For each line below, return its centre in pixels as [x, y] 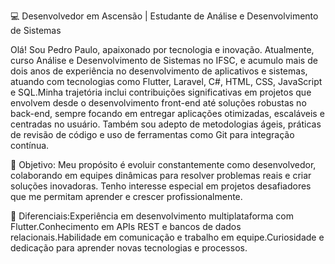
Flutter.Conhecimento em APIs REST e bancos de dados [126, 226]
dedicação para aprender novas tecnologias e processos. [129, 248]
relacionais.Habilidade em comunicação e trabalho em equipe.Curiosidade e [167, 237]
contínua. [30, 145]
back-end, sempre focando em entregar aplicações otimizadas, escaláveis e [167, 113]
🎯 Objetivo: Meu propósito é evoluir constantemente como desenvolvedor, [163, 164]
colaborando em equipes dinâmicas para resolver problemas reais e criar [161, 175]
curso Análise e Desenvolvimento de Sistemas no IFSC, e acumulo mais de [164, 60]
